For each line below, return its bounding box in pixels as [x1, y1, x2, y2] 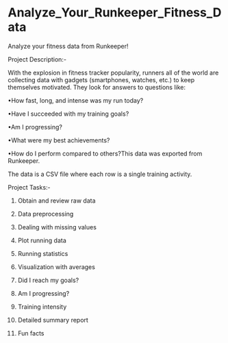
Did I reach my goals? [17, 276, 79, 284]
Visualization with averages [17, 262, 95, 271]
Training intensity [17, 303, 67, 311]
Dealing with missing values [17, 223, 97, 231]
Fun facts [17, 329, 45, 337]
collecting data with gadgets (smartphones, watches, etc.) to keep [8, 75, 195, 84]
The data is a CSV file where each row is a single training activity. [8, 170, 192, 178]
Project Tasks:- [8, 183, 51, 191]
